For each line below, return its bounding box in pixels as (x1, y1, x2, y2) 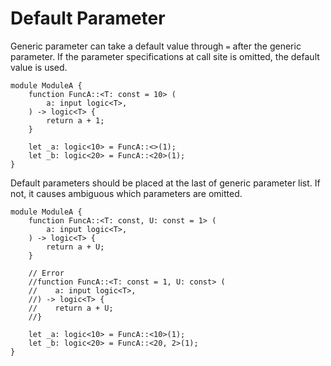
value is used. (10, 61, 68, 73)
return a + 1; (46, 115, 105, 126)
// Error (28, 268, 65, 278)
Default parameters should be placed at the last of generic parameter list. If (10, 177, 321, 189)
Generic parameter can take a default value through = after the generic (10, 40, 302, 52)
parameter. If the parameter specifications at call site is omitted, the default (10, 50, 320, 62)
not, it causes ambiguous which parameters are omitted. (10, 187, 243, 199)
